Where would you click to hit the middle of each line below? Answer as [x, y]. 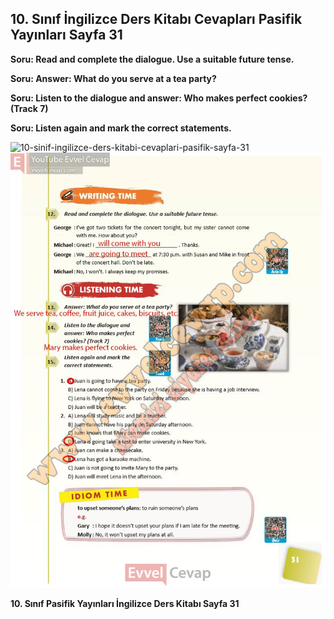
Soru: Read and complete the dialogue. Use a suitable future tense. [152, 59]
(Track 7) [29, 108]
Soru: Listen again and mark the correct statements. [121, 128]
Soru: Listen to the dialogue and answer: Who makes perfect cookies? [159, 98]
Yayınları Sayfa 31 [66, 35]
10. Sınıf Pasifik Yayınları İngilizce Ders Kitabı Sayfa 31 [125, 604]
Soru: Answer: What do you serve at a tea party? [113, 78]
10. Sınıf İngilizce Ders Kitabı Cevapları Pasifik [156, 19]
